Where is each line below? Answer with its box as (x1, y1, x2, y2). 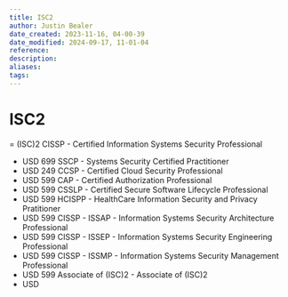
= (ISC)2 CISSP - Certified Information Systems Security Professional (9, 139, 263, 149)
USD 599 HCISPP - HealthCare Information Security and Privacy (21, 193, 258, 205)
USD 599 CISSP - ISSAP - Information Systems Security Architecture (21, 213, 275, 223)
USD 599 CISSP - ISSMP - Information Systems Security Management (21, 250, 280, 261)
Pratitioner (21, 203, 60, 213)
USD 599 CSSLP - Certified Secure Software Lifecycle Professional (21, 184, 268, 195)
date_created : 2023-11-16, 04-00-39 (9, 29, 145, 38)
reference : (9, 46, 50, 55)
